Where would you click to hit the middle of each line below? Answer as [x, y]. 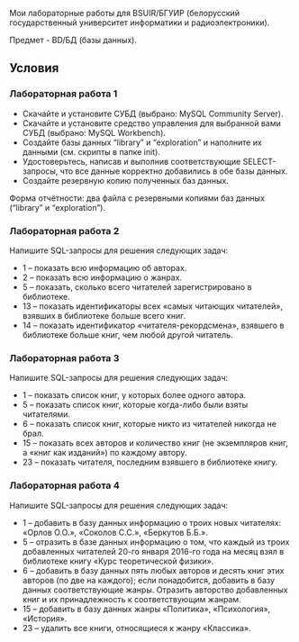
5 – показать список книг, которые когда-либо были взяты [135, 405]
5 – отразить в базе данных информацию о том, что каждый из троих [156, 542]
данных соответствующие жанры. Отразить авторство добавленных [155, 590]
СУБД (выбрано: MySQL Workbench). [94, 132]
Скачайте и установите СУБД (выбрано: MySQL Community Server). [153, 113]
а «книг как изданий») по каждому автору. [104, 453]
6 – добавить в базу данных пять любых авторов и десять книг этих [153, 570]
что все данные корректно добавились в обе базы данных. [174, 171]
